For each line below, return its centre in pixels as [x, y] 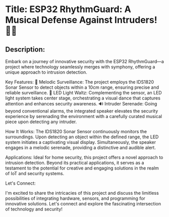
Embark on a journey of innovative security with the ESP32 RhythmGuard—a [84, 61]
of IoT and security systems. [35, 173]
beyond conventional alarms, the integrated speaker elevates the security [82, 111]
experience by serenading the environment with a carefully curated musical [84, 116]
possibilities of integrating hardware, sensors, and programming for [75, 198]
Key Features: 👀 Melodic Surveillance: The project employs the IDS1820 [80, 82]
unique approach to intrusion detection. [46, 72]
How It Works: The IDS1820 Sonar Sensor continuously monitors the [76, 131]
